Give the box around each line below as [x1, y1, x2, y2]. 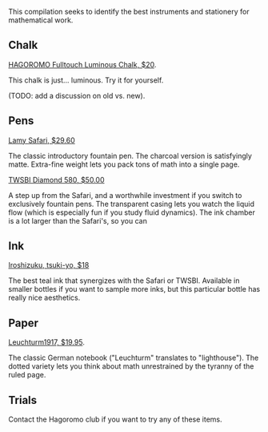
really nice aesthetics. [8, 293, 81, 303]
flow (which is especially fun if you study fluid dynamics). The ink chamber [8, 208, 256, 217]
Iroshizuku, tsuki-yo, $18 [8, 260, 90, 270]
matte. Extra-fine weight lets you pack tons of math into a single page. [8, 159, 240, 169]
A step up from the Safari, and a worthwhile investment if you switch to [8, 190, 242, 200]
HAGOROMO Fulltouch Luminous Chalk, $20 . [8, 59, 157, 69]
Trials [8, 393, 38, 407]
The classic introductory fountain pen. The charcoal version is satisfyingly [8, 151, 252, 160]
